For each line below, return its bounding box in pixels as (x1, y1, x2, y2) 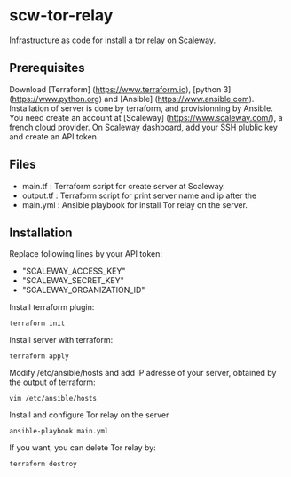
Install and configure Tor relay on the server (9, 409, 169, 420)
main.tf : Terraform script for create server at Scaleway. (21, 180, 225, 191)
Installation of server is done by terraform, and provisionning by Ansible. (9, 103, 273, 114)
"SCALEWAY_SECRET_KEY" (21, 275, 124, 286)
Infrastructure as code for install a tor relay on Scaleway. (9, 35, 216, 45)
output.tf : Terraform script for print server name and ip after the (21, 190, 257, 201)
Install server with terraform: (9, 335, 114, 346)
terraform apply (9, 352, 69, 361)
